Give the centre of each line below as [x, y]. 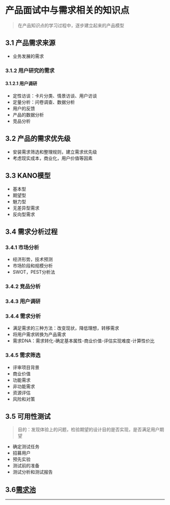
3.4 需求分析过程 [32, 231]
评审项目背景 [26, 367]
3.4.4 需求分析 [23, 316]
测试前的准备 [26, 466]
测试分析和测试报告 [33, 472]
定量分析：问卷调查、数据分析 [44, 102]
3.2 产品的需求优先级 [38, 139]
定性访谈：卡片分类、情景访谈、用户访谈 [55, 96]
